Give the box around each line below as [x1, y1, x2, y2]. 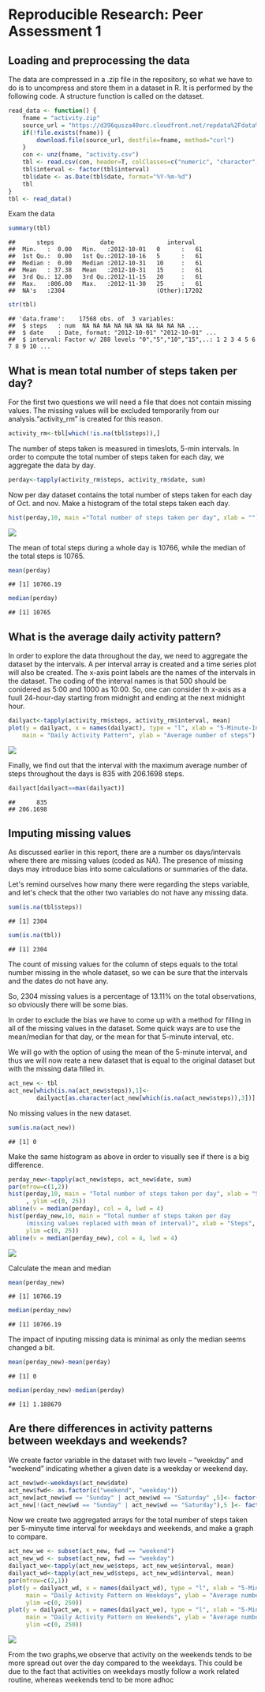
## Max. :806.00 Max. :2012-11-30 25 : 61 [8, 280, 203, 288]
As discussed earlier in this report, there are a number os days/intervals [8, 847, 241, 857]
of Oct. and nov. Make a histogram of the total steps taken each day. [8, 498, 230, 508]
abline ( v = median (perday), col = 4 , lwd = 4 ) [8, 1205, 164, 1213]
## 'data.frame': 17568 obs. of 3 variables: [8, 315, 175, 323]
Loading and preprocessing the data [8, 54, 190, 67]
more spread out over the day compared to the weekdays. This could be [8, 1658, 243, 1668]
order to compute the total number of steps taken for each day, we [8, 452, 225, 461]
